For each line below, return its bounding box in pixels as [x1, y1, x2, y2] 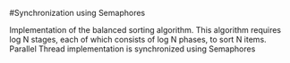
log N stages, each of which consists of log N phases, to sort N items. [9, 35, 267, 44]
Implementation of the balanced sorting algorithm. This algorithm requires [9, 25, 282, 35]
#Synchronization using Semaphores [9, 8, 146, 18]
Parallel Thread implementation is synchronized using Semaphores [9, 43, 256, 54]
